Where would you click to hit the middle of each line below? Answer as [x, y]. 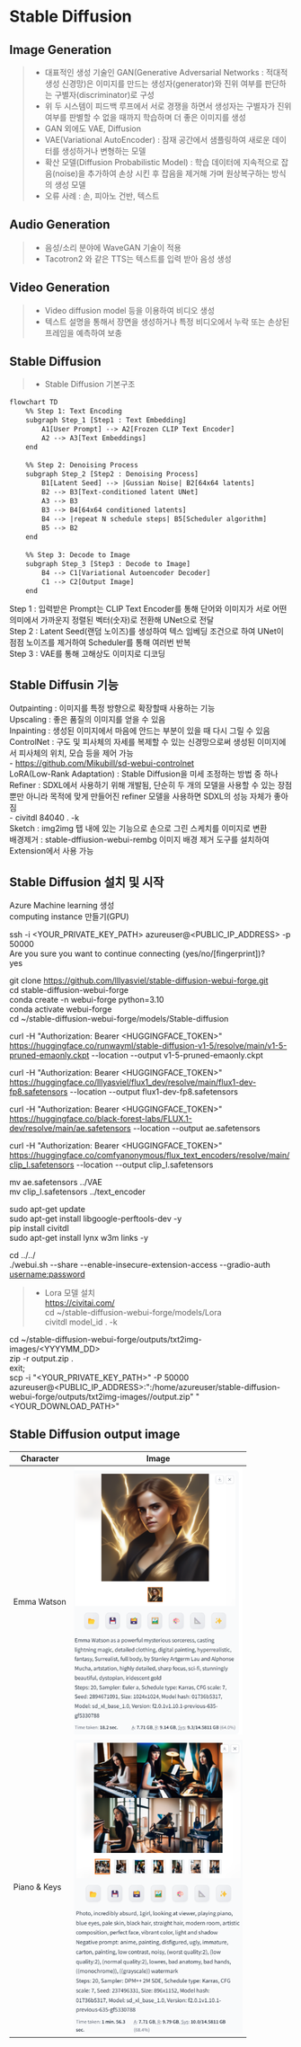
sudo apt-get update [47, 1210]
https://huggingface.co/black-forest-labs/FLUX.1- [101, 1119]
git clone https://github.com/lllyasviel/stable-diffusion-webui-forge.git [139, 980]
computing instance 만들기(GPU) [69, 917]
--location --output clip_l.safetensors [145, 1165]
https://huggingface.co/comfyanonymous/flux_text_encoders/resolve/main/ [150, 1156]
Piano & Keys [37, 1887]
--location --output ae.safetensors [197, 1129]
